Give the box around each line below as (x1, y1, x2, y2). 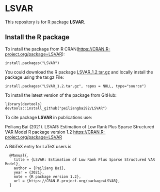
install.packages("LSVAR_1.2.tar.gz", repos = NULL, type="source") (5, 84, 146, 88)
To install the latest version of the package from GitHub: (5, 92, 117, 98)
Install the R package (5, 33, 70, 41)
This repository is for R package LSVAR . (5, 19, 86, 25)
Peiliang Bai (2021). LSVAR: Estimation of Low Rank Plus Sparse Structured (5, 123, 155, 129)
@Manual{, (9, 153, 29, 158)
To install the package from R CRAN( (5, 46, 79, 52)
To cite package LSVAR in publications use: (5, 114, 92, 120)
